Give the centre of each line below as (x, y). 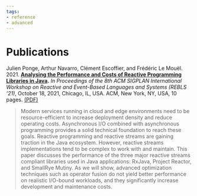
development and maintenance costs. (66, 187)
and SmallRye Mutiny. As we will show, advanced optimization (96, 168)
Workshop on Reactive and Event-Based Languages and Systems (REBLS (96, 87)
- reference (21, 17)
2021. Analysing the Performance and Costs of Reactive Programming (94, 75)
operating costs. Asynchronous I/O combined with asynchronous (100, 124)
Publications (38, 52)
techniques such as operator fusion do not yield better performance (103, 174)
